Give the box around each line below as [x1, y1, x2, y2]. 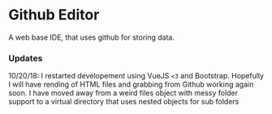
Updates [8, 53, 43, 64]
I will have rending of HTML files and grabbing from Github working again [8, 79, 254, 90]
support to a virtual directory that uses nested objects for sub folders [8, 97, 240, 107]
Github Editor [8, 6, 100, 24]
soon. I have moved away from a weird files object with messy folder [8, 88, 238, 98]
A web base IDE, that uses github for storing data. [8, 32, 175, 42]
